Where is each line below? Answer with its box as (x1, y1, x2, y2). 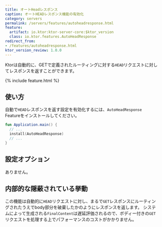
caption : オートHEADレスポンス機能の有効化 (5, 12, 84, 17)
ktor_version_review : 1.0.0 (5, 48, 62, 52)
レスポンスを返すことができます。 (9, 68, 77, 73)
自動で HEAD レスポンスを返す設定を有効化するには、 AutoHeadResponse (5, 106, 142, 112)
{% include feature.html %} (5, 77, 60, 83)
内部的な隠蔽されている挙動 (5, 184, 88, 192)
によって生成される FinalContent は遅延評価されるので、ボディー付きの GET (9, 210, 156, 216)
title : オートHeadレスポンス (5, 7, 58, 12)
